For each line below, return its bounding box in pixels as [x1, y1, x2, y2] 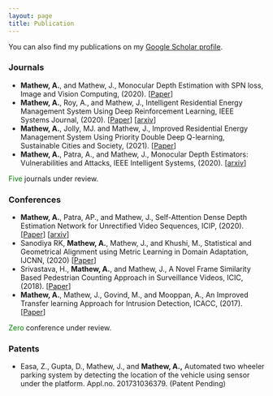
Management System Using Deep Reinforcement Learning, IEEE [19, 106, 234, 116]
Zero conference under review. [8, 323, 112, 333]
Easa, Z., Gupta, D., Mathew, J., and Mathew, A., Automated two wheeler [19, 362, 265, 372]
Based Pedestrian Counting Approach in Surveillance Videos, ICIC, [19, 273, 244, 282]
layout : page [8, 11, 53, 20]
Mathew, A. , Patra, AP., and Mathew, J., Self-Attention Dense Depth [19, 213, 248, 222]
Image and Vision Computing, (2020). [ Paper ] [19, 88, 173, 98]
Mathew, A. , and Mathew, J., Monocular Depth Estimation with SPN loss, [19, 80, 264, 90]
